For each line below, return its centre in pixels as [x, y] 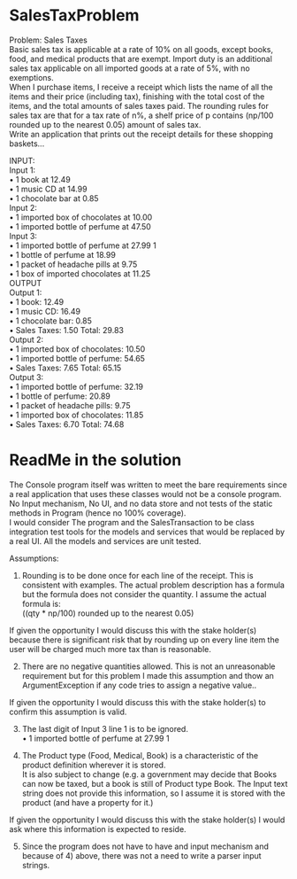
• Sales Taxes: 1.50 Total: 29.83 [66, 330]
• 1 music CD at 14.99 [48, 189]
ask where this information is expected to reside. [98, 828]
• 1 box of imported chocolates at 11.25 [80, 273]
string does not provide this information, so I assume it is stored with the [153, 793]
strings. [36, 865]
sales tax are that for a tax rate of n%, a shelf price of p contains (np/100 [141, 115]
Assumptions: [34, 558]
